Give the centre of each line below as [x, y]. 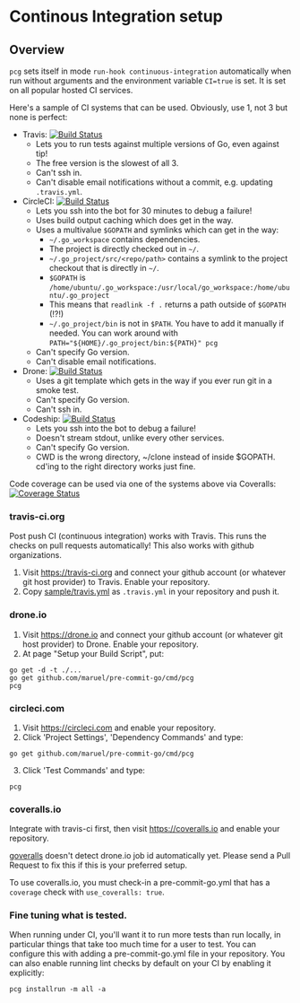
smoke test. [57, 390]
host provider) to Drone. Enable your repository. [110, 644]
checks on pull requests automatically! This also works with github [132, 545]
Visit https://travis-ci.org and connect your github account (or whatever [154, 572]
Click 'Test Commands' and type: [84, 770]
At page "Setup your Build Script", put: [93, 653]
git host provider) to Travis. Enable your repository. [116, 582]
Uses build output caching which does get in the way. [135, 220]
